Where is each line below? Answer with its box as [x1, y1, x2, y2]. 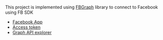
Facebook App [12, 19, 43, 25]
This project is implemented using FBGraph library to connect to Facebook [5, 4, 159, 10]
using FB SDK [5, 9, 33, 15]
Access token [12, 24, 41, 30]
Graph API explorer [12, 30, 52, 35]
